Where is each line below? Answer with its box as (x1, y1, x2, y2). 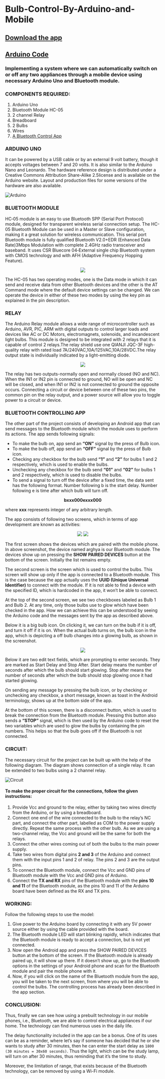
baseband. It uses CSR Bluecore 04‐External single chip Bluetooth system (5, 247, 155, 253)
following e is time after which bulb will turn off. (12, 488, 108, 493)
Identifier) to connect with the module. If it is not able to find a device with (5, 582, 156, 588)
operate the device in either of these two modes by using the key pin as (5, 292, 151, 298)
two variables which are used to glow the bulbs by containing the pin (5, 723, 145, 729)
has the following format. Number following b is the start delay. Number (12, 483, 158, 489)
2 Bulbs (12, 123, 28, 129)
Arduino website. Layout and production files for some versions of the (5, 177, 147, 183)
